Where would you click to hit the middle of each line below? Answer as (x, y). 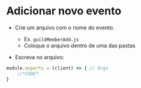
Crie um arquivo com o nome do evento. (65, 28)
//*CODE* (28, 74)
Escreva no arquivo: (39, 57)
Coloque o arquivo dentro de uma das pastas (79, 45)
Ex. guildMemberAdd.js (51, 39)
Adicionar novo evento (64, 11)
